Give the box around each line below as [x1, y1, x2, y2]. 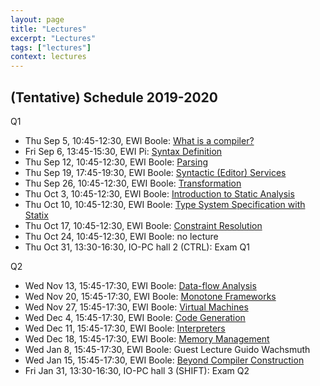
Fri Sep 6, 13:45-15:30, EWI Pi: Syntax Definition [24, 145, 223, 157]
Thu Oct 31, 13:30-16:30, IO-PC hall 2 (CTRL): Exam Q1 [24, 241, 250, 253]
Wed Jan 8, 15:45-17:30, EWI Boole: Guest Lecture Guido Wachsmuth [24, 343, 311, 355]
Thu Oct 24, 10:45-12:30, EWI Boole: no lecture [24, 230, 219, 242]
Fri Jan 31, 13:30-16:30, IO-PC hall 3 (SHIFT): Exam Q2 [24, 364, 250, 376]
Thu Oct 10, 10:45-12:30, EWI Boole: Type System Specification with [24, 198, 306, 210]
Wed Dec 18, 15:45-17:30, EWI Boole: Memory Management [24, 332, 270, 345]
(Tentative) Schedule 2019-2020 [10, 89, 218, 106]
